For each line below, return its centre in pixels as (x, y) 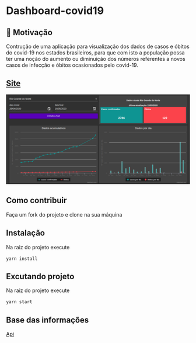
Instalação (26, 233)
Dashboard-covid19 (55, 11)
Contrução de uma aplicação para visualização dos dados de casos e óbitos (98, 46)
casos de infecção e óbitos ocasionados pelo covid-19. (72, 65)
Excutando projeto (40, 276)
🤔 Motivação (29, 32)
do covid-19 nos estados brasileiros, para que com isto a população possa (95, 53)
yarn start (19, 302)
